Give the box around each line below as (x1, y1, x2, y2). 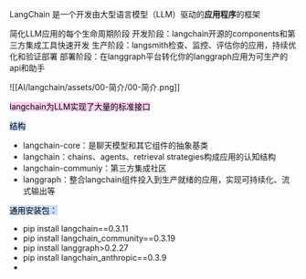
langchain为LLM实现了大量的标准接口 (9, 101, 151, 112)
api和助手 (9, 63, 46, 73)
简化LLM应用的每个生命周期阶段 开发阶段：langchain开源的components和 (9, 28, 288, 39)
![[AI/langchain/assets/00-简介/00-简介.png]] (9, 82, 181, 92)
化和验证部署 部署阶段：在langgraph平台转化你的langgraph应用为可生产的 (9, 51, 289, 62)
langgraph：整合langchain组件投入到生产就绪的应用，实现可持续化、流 (22, 174, 290, 185)
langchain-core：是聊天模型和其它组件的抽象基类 (22, 140, 208, 150)
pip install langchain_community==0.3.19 (22, 232, 176, 243)
